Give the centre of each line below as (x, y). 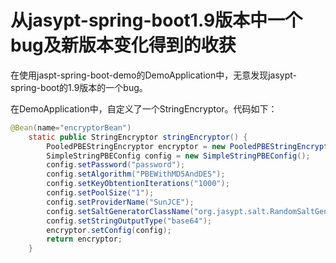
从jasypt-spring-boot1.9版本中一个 (156, 20)
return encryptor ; (84, 239)
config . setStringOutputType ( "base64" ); (129, 221)
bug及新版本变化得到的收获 (123, 45)
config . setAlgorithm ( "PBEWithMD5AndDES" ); (136, 174)
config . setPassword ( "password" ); (116, 165)
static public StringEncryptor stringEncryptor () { (138, 137)
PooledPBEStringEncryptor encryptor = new (136, 146)
